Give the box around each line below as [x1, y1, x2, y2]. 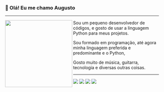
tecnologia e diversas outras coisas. [73, 65, 145, 71]
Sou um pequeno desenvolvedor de [73, 20, 145, 26]
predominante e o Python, [73, 50, 125, 56]
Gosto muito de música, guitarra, [73, 59, 139, 65]
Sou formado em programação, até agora [73, 40, 157, 46]
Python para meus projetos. [73, 30, 129, 36]
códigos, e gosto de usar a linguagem [73, 25, 149, 31]
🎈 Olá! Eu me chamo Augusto [5, 4, 76, 11]
